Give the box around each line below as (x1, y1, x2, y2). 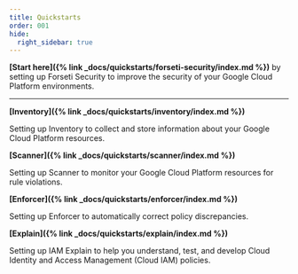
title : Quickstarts (9, 12, 82, 22)
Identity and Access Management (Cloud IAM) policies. (9, 254, 211, 266)
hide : (9, 29, 29, 38)
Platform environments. (9, 81, 95, 91)
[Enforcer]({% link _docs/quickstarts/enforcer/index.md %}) (9, 194, 238, 205)
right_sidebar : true (17, 37, 93, 47)
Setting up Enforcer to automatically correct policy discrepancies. (9, 211, 249, 222)
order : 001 (9, 21, 50, 30)
